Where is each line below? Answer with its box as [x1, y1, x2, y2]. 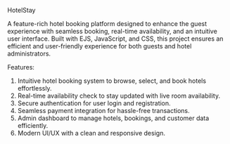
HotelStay [7, 6, 36, 14]
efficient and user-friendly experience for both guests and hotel [7, 42, 192, 50]
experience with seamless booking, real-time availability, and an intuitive [7, 27, 218, 35]
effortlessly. [17, 84, 52, 92]
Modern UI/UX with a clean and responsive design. [17, 129, 165, 137]
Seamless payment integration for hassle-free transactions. [17, 107, 190, 114]
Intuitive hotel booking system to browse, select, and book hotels [17, 77, 206, 85]
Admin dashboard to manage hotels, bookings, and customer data [17, 114, 210, 122]
